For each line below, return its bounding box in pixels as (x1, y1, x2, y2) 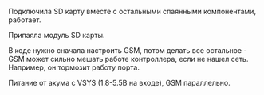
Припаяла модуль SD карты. (8, 31, 105, 40)
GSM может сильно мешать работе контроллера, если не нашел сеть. (8, 55, 249, 63)
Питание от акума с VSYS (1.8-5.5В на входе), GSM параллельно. (8, 78, 231, 87)
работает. (8, 15, 41, 25)
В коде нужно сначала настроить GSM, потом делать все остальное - (8, 46, 247, 55)
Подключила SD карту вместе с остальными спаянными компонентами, (8, 7, 257, 16)
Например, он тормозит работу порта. (8, 63, 140, 72)
